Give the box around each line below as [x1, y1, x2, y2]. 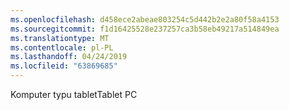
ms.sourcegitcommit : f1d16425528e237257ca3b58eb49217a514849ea [10, 24, 280, 34]
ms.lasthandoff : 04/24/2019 [10, 52, 128, 62]
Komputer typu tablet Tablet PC [10, 89, 138, 100]
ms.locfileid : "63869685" [10, 61, 118, 71]
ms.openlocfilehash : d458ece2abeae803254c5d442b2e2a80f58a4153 [10, 14, 280, 25]
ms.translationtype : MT [10, 33, 110, 43]
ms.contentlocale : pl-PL [10, 42, 114, 53]
